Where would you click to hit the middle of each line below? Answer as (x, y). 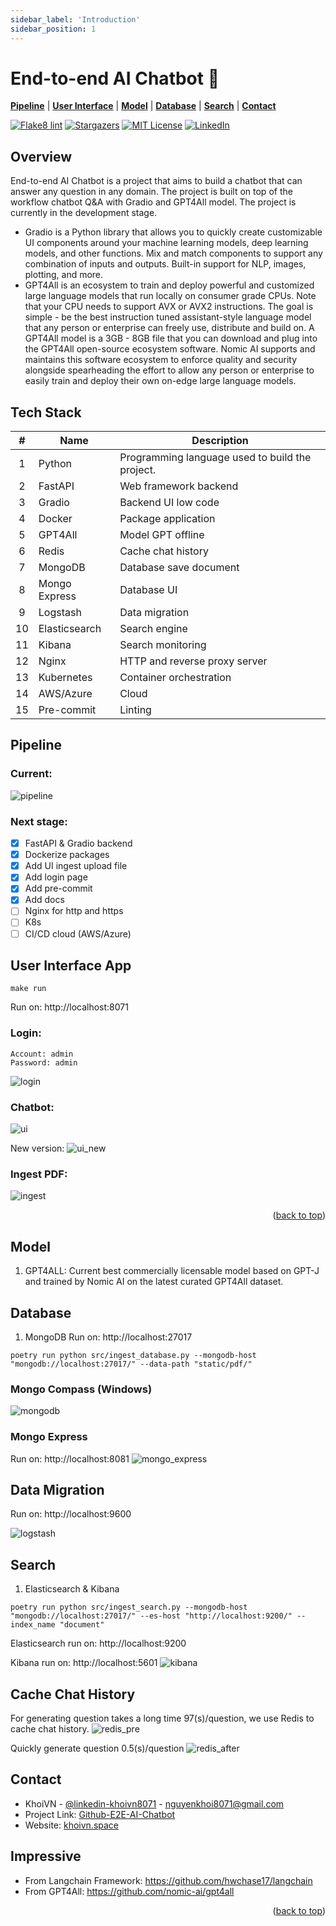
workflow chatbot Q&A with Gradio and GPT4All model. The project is (153, 202)
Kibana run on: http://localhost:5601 (84, 1663)
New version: (37, 1148)
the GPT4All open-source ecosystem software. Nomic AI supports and (170, 349)
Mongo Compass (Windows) (81, 1389)
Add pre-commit (58, 888)
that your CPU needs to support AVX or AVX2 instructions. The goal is (169, 307)
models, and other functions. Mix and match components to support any (173, 253)
